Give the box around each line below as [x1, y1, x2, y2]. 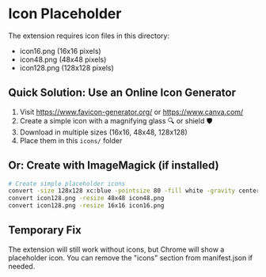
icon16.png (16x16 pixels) [19, 46, 101, 55]
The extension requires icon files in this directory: [8, 31, 170, 40]
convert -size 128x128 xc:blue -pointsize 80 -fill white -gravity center [8, 187, 260, 195]
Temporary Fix [8, 223, 82, 237]
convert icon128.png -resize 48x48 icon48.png [8, 195, 165, 203]
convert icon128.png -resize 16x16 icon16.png [8, 202, 165, 210]
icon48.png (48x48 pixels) [19, 55, 107, 64]
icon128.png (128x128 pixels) [19, 63, 115, 72]
